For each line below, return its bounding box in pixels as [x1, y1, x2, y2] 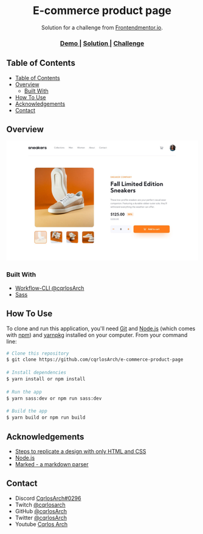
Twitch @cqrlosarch [15, 501, 66, 508]
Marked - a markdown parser [15, 461, 89, 468]
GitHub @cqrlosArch [15, 507, 67, 514]
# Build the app [6, 408, 47, 414]
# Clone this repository [6, 350, 69, 356]
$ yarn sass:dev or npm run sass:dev [6, 395, 102, 402]
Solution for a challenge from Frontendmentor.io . [41, 24, 163, 31]
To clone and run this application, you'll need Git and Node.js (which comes [6, 325, 196, 332]
